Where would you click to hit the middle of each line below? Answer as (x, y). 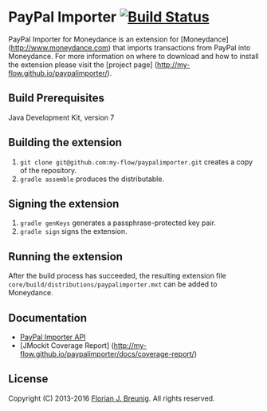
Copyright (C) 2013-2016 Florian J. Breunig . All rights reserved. (112, 398)
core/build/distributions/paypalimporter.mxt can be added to (113, 284)
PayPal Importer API (53, 337)
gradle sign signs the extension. (73, 231)
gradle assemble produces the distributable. (92, 179)
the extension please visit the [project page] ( (83, 65)
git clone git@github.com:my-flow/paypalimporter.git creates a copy (136, 162)
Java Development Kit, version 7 (61, 117)
